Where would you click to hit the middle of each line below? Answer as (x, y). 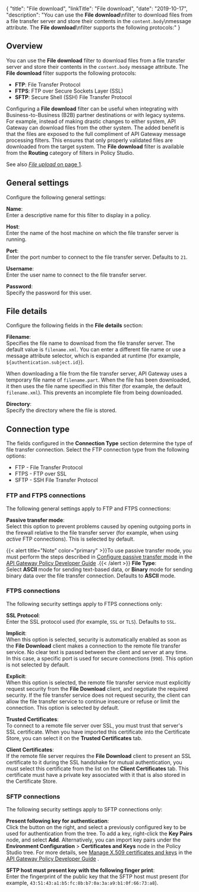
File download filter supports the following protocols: (71, 73)
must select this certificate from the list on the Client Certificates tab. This (97, 769)
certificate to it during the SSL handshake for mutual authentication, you (94, 762)
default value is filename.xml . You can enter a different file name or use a (96, 350)
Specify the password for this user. (49, 293)
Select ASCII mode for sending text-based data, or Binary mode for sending (99, 569)
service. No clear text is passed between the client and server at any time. (97, 652)
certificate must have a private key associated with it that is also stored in (96, 774)
